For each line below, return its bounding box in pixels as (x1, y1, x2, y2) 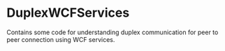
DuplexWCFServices (6, 5, 130, 21)
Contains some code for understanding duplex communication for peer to (6, 28, 219, 36)
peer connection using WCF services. (6, 35, 115, 43)
